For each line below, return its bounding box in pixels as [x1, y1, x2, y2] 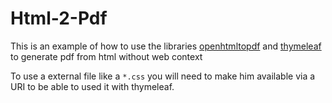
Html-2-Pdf [10, 7, 108, 30]
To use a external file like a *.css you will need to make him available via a [10, 70, 316, 82]
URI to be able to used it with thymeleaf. [10, 80, 175, 92]
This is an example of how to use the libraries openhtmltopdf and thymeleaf [10, 40, 322, 52]
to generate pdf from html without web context [10, 50, 203, 62]
